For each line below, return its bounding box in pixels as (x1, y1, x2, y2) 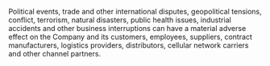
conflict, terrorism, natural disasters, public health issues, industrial (8, 15, 231, 25)
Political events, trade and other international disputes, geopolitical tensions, (8, 7, 262, 16)
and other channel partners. (8, 49, 102, 58)
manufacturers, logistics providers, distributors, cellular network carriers (8, 41, 249, 50)
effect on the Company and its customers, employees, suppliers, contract (8, 32, 252, 41)
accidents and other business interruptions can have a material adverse (8, 24, 247, 33)
